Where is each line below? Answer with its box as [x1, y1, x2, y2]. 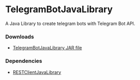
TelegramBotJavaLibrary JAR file [12, 45, 82, 51]
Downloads [5, 33, 34, 40]
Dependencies [5, 58, 42, 65]
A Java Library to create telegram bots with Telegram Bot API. [5, 20, 135, 26]
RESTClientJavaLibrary [12, 69, 61, 75]
